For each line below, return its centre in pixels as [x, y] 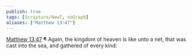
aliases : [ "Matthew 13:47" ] [41, 22]
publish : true [24, 12]
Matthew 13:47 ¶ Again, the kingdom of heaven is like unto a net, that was [96, 40]
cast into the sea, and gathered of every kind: [62, 46]
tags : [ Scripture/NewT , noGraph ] [47, 17]
